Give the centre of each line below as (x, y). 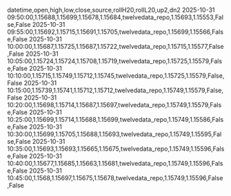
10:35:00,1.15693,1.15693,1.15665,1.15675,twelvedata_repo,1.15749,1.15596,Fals (116, 149)
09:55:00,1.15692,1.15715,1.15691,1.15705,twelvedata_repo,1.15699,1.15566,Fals (115, 32)
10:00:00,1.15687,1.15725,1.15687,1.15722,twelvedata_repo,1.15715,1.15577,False (115, 46)
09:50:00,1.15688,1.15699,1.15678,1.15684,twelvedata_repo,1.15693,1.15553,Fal (115, 17)
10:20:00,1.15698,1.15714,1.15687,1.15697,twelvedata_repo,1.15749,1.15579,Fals (114, 105)
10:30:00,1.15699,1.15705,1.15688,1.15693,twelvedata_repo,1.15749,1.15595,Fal (114, 134)
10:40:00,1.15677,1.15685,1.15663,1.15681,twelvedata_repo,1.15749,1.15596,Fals (115, 163)
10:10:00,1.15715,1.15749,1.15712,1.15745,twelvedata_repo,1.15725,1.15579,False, (116, 76)
